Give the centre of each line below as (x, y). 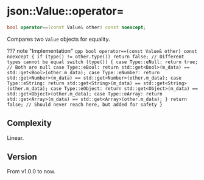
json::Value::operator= (65, 11)
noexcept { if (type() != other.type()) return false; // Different (96, 57)
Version (22, 157)
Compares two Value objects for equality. (58, 39)
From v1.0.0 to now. (31, 171)
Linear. (16, 137)
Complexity (30, 123)
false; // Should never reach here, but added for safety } (85, 105)
